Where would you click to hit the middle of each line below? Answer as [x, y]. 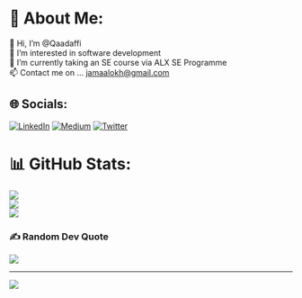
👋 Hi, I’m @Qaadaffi [45, 43]
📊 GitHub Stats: [71, 163]
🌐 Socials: [39, 104]
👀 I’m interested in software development [85, 52]
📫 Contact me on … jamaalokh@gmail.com [89, 72]
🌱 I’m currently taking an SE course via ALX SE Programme [118, 62]
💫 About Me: [57, 18]
